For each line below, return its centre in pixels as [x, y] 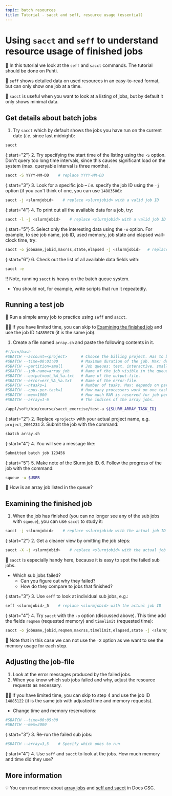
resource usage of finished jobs [74, 51]
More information [34, 775]
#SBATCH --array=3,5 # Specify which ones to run [63, 744]
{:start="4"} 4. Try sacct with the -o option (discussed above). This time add [86, 616]
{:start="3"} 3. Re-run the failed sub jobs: [49, 735]
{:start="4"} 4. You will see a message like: [50, 443]
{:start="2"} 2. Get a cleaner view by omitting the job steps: [68, 541]
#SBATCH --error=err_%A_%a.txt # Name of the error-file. [72, 381]
